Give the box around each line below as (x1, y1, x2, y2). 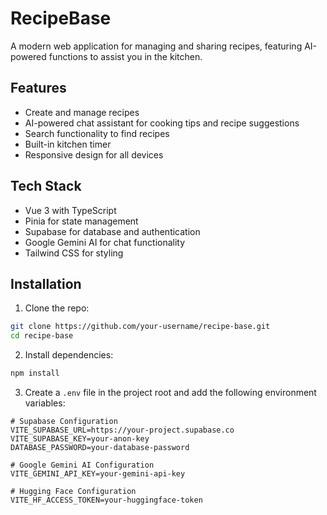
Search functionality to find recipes (24, 127, 170, 139)
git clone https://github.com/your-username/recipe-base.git (10, 322, 271, 332)
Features (10, 80, 67, 97)
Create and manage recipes (24, 106, 140, 118)
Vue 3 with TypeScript (24, 204, 117, 216)
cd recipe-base (10, 331, 74, 341)
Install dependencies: (24, 349, 114, 361)
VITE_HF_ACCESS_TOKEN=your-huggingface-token (10, 495, 203, 505)
